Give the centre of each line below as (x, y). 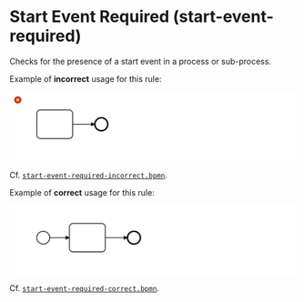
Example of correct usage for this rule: (82, 192)
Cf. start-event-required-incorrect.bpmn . (89, 175)
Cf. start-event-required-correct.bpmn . (84, 288)
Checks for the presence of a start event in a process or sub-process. (140, 61)
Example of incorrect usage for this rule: (86, 78)
